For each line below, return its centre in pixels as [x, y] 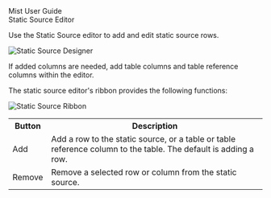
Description [155, 126]
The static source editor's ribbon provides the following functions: [118, 91]
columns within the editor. [51, 75]
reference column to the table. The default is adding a [152, 149]
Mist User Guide [35, 11]
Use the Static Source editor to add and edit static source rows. [114, 35]
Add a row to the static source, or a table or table [144, 139]
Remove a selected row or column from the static [144, 172]
